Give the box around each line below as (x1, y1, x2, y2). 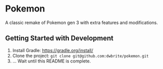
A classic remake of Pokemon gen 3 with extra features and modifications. (5, 19, 158, 25)
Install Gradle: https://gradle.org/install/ (12, 47, 93, 53)
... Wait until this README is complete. (12, 58, 91, 64)
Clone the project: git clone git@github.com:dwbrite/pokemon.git (12, 52, 149, 58)
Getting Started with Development (5, 34, 114, 42)
